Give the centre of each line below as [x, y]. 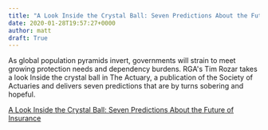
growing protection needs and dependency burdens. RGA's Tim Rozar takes [133, 69]
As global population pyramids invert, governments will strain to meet [122, 61]
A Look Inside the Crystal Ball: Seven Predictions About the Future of [121, 110]
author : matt [30, 30]
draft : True [28, 38]
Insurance [25, 118]
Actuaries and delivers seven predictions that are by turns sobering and [126, 86]
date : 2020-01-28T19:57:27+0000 [62, 23]
